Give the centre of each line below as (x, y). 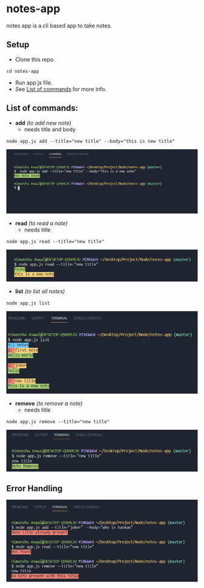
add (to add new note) (43, 123)
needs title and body (50, 129)
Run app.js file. (34, 82)
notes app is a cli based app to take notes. (59, 26)
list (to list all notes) (40, 291)
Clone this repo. (35, 59)
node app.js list (28, 303)
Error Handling (34, 489)
